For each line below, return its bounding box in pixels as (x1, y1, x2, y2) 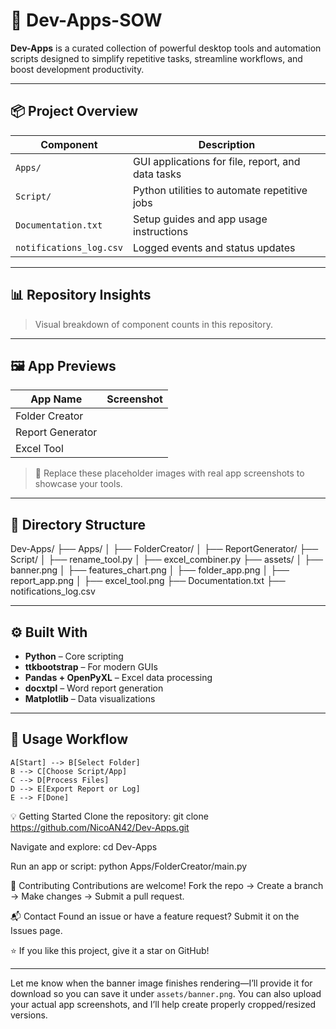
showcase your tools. (34, 478, 123, 490)
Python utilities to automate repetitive (132, 183, 308, 197)
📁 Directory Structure (10, 516, 147, 533)
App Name (30, 392, 83, 406)
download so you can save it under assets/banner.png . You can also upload (10, 987, 322, 999)
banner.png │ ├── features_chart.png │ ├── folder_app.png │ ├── (10, 564, 290, 576)
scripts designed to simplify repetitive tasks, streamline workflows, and (10, 52, 303, 64)
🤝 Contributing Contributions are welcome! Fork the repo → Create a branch (10, 879, 324, 891)
